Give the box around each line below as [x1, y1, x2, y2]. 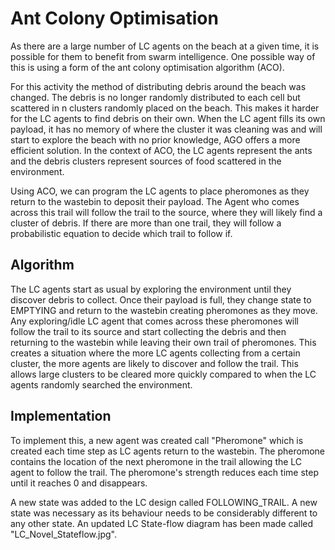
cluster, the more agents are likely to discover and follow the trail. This [10, 357, 299, 369]
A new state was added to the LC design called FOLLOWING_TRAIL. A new [10, 496, 318, 508]
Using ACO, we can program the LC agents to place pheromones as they [10, 185, 310, 197]
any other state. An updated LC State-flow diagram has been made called [10, 517, 314, 529]
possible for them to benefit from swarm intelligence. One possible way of [10, 50, 316, 62]
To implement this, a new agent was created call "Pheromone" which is [10, 434, 304, 446]
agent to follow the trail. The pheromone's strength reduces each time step [10, 466, 319, 478]
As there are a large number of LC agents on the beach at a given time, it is [10, 40, 320, 52]
